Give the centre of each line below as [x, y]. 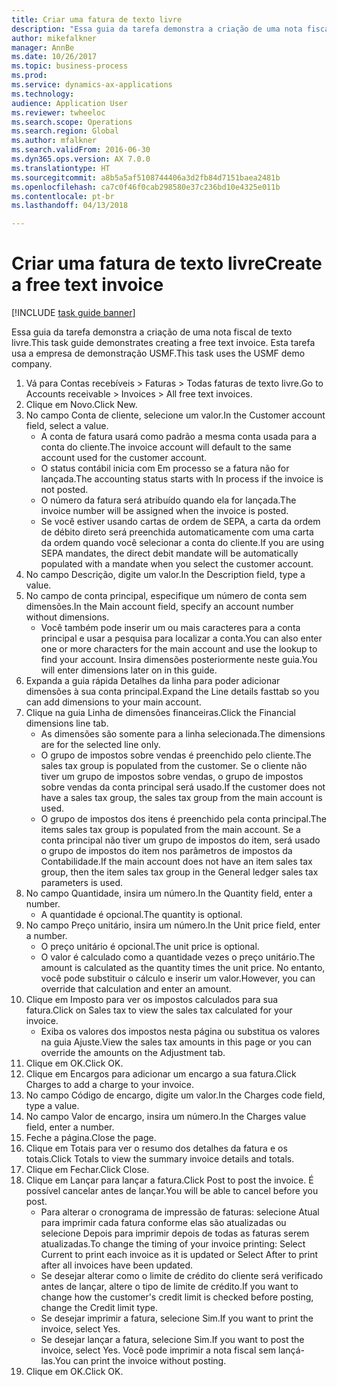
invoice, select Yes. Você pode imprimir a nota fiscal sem [158, 1350]
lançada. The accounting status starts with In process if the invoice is [182, 479]
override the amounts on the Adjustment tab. [133, 1053]
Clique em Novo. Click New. [81, 405]
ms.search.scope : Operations [72, 122]
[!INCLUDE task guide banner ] [73, 313]
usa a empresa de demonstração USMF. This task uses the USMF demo [158, 353]
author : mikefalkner [54, 38]
